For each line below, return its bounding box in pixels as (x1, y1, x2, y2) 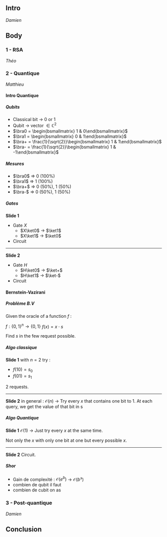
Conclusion (5, 525, 42, 534)
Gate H (12, 262, 28, 268)
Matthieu (5, 81, 24, 87)
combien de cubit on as (12, 487, 61, 493)
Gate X (12, 222, 27, 228)
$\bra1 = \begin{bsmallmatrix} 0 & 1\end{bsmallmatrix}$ (12, 133, 127, 139)
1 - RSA (5, 47, 23, 54)
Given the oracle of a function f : (5, 313, 72, 319)
